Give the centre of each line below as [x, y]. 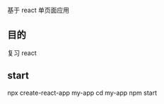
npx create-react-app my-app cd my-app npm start [82, 93]
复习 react [22, 53]
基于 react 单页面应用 [38, 10]
